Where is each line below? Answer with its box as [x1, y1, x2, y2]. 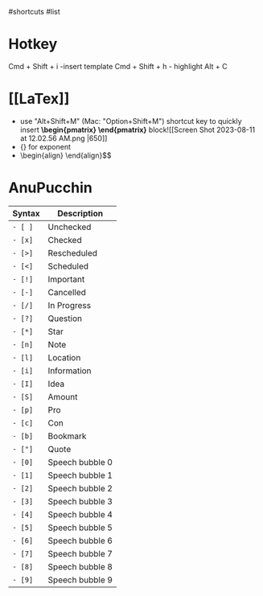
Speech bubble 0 [47, 456, 113, 467]
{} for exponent [19, 142, 71, 151]
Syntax [12, 208, 40, 219]
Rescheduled [47, 247, 98, 258]
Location [47, 351, 81, 363]
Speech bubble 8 [47, 561, 113, 572]
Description [57, 208, 103, 219]
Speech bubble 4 [47, 508, 113, 520]
